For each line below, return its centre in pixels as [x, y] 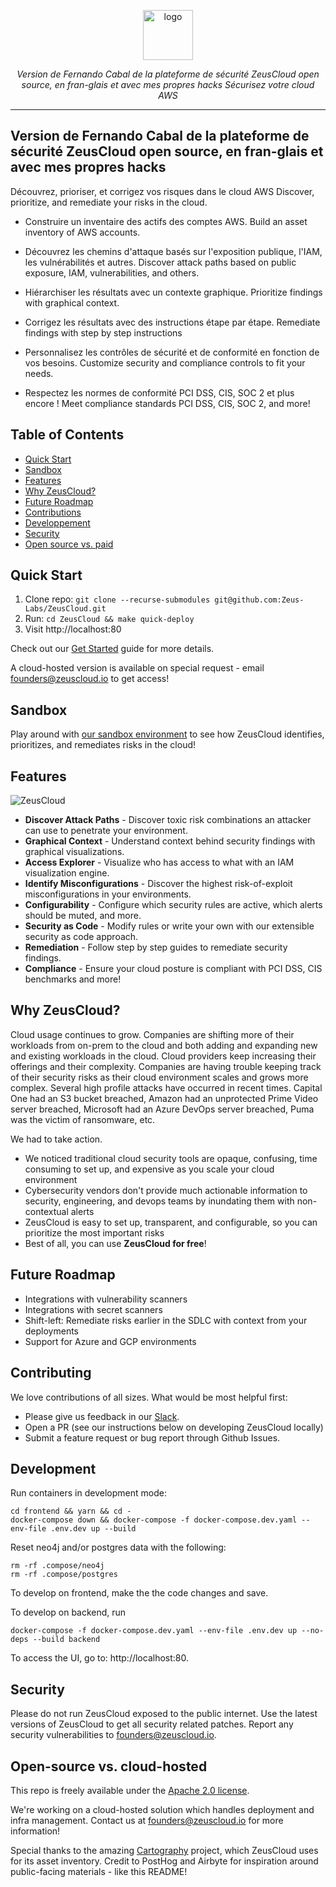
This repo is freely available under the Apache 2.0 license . [130, 1790]
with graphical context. [72, 302]
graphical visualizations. [74, 852]
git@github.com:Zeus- [259, 600]
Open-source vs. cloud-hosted [109, 1766]
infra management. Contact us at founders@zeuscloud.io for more [147, 1820]
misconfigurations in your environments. [108, 894]
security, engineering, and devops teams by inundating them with [159, 1201]
